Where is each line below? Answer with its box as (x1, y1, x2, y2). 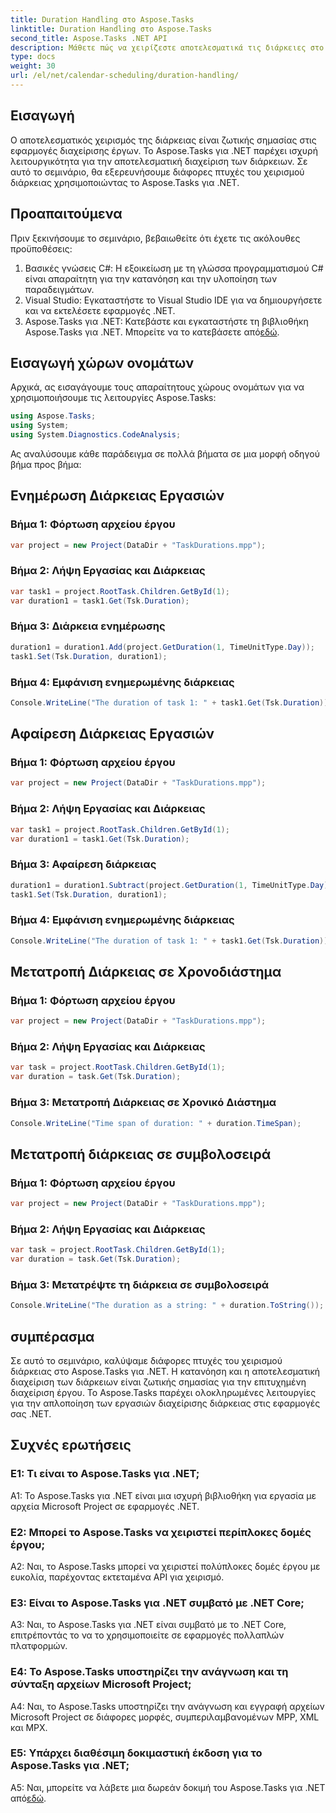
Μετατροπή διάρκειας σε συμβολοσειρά (10, 1146, 272, 1163)
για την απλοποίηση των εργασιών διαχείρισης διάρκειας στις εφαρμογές (10, 1397, 321, 1409)
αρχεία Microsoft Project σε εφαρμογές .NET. (10, 1500, 200, 1512)
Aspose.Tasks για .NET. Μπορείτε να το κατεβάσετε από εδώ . (24, 326, 280, 338)
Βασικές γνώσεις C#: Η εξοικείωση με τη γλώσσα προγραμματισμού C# (24, 262, 324, 274)
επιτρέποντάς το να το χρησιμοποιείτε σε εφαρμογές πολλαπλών (10, 1629, 285, 1641)
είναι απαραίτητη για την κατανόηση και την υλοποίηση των (24, 272, 278, 285)
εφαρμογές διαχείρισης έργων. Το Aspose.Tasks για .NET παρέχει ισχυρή (10, 144, 318, 156)
